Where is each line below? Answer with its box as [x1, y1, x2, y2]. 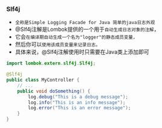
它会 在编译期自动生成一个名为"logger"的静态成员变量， [15, 33, 138, 40]
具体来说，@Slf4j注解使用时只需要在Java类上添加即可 [15, 48, 149, 56]
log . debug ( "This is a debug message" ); [28, 94, 129, 100]
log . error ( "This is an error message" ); [28, 105, 131, 111]
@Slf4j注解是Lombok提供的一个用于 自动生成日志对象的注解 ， [15, 26, 160, 33]
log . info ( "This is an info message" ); [28, 99, 126, 106]
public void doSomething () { [17, 88, 91, 94]
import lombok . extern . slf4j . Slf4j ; [6, 60, 96, 66]
